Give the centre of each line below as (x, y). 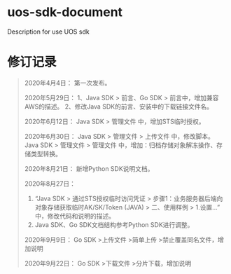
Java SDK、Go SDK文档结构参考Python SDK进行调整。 (114, 224)
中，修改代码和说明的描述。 (75, 216)
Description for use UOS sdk (48, 32)
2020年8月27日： (50, 184)
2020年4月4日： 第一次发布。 (68, 83)
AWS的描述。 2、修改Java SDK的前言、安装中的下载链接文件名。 (119, 107)
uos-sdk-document (65, 12)
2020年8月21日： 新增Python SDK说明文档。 (89, 168)
